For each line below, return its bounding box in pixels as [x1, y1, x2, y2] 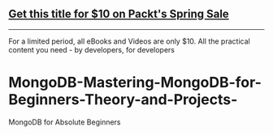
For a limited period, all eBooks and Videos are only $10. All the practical [8, 36, 250, 46]
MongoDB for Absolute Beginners [8, 117, 121, 127]
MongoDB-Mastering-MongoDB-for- [8, 74, 262, 91]
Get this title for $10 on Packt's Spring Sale [8, 7, 229, 21]
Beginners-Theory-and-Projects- [8, 91, 238, 108]
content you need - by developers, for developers [8, 44, 175, 54]
